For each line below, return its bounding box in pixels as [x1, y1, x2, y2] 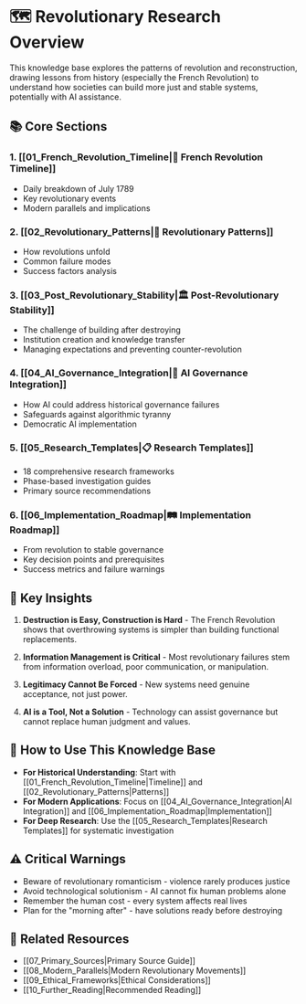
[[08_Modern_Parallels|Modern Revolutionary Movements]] [22, 965, 247, 977]
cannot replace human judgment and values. [22, 715, 191, 726]
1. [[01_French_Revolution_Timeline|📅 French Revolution [9, 151, 263, 164]
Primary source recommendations [22, 485, 152, 496]
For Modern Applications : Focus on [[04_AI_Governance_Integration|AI [22, 796, 292, 807]
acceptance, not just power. [22, 688, 128, 699]
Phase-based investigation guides [22, 475, 152, 486]
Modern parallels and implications [22, 202, 151, 214]
